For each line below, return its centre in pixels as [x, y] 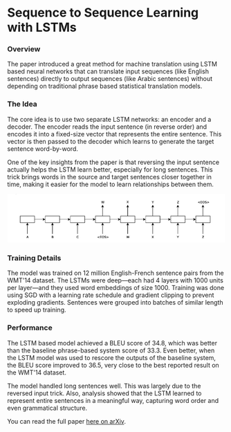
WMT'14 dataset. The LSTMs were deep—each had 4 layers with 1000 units [115, 280]
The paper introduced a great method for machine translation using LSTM [112, 64]
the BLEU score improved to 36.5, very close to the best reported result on [113, 365]
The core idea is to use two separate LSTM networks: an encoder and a [109, 119]
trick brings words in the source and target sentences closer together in [110, 177]
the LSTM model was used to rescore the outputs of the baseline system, [112, 357]
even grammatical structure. [47, 408]
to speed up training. [37, 310]
